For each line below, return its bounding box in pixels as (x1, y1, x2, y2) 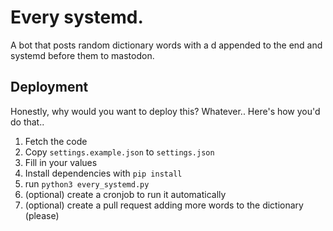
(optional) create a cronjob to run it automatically (24, 188, 227, 200)
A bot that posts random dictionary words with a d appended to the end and (10, 39, 323, 51)
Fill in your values (24, 156, 98, 168)
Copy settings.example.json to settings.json (24, 146, 215, 158)
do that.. (10, 116, 45, 128)
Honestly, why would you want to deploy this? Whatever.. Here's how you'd (10, 105, 321, 117)
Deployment (10, 79, 89, 96)
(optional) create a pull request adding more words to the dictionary (24, 199, 304, 211)
